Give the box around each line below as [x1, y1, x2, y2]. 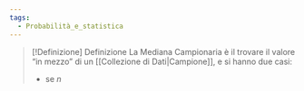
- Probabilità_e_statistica [17, 22, 124, 31]
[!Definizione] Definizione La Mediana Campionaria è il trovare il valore [31, 46, 296, 57]
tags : [9, 13, 30, 23]
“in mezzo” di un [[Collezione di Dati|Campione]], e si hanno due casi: [31, 56, 293, 67]
